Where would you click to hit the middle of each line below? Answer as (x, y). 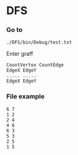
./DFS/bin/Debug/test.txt (39, 43)
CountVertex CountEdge (35, 65)
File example (25, 97)
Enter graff (20, 54)
